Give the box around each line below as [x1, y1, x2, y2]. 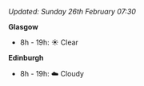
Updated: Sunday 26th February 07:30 [8, 7, 136, 16]
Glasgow [8, 22, 38, 31]
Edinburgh [8, 53, 44, 62]
